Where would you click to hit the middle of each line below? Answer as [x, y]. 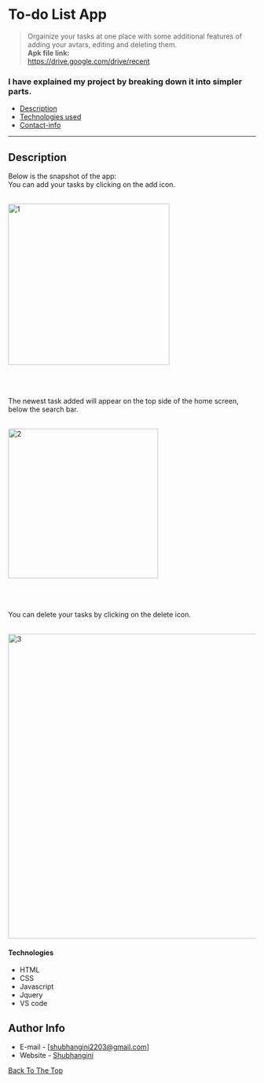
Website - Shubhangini [57, 1056]
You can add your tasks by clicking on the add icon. [92, 185]
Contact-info [40, 125]
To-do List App [58, 15]
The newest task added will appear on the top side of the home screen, [123, 401]
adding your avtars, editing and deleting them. [102, 44]
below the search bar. [43, 409]
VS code [33, 1004]
